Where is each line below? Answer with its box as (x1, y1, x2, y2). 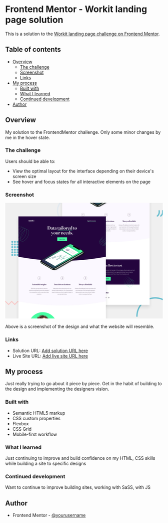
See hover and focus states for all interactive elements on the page (12, 179, 151, 185)
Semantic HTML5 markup (12, 410, 65, 416)
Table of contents (5, 45, 61, 54)
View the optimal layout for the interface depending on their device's (12, 168, 154, 174)
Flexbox (12, 420, 29, 427)
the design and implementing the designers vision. (5, 386, 109, 392)
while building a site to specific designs (5, 460, 86, 466)
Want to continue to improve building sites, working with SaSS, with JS (5, 484, 151, 490)
